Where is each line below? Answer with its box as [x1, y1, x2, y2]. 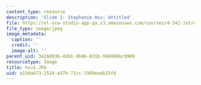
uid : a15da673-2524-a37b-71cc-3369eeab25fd [6, 70, 117, 76]
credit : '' [11, 42, 39, 48]
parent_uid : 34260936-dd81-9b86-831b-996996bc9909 [6, 53, 135, 59]
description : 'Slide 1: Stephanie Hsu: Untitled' [6, 14, 133, 20]
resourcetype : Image [6, 59, 58, 65]
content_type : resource [6, 8, 66, 15]
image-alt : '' [11, 48, 47, 54]
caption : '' [11, 37, 42, 42]
